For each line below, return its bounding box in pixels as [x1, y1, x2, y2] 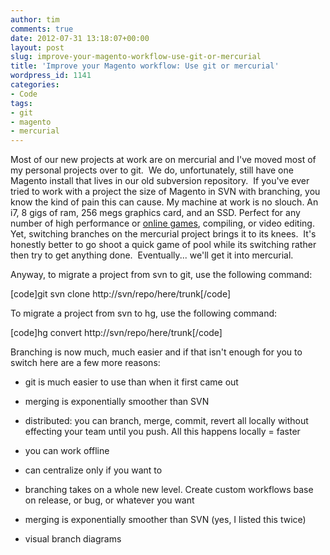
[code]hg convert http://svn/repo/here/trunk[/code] [10, 327, 223, 339]
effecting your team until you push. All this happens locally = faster [24, 426, 301, 438]
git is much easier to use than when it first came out [24, 376, 239, 388]
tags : [10, 98, 33, 108]
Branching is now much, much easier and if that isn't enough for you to [10, 346, 303, 358]
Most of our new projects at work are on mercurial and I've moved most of [10, 154, 317, 166]
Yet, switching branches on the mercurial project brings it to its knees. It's [10, 228, 317, 240]
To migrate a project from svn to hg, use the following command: [10, 307, 278, 320]
